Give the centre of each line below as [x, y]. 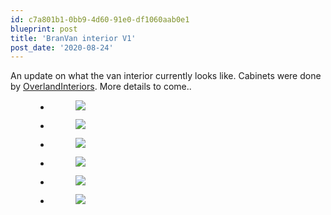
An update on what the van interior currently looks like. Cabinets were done [166, 76]
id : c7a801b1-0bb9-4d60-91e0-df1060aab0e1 [100, 19]
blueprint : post [44, 29]
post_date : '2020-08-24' [62, 47]
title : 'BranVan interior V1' [73, 38]
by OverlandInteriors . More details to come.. [101, 87]
